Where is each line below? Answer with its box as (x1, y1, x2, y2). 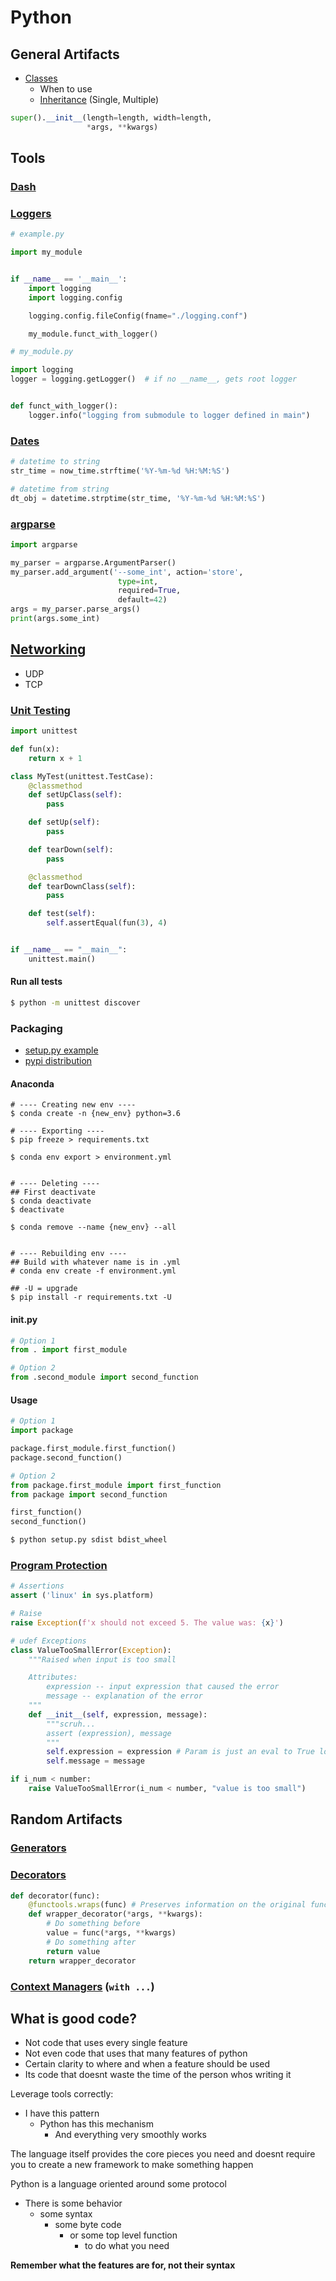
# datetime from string (10, 484, 110, 494)
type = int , (117, 576, 159, 586)
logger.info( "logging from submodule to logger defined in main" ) (28, 410, 311, 420)
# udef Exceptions (10, 1636, 87, 1646)
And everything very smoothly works (54, 2129, 207, 2141)
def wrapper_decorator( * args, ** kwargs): (28, 1909, 203, 1920)
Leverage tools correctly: (10, 2088, 114, 2100)
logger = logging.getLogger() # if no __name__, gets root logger (10, 374, 298, 385)
